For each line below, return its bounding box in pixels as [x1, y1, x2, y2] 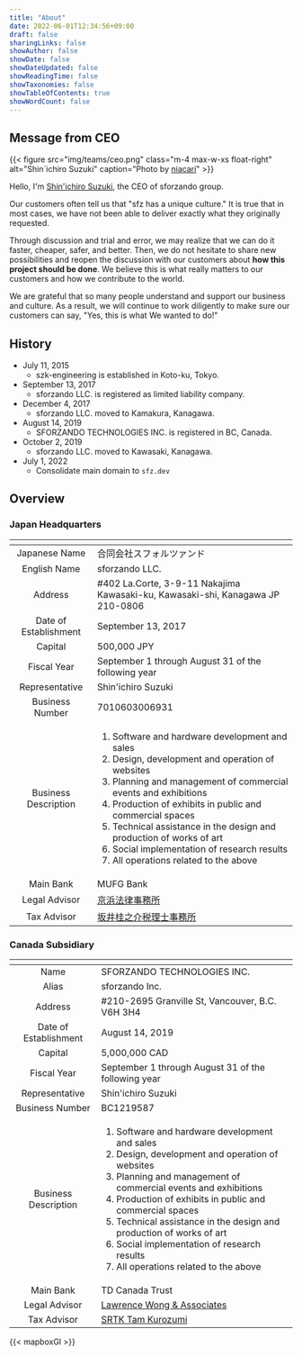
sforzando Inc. [101, 980, 162, 992]
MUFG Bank [97, 877, 148, 890]
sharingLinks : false [9, 38, 87, 48]
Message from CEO [9, 130, 120, 145]
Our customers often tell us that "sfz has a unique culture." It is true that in [9, 199, 285, 210]
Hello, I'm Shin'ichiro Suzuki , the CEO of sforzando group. [9, 181, 225, 192]
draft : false [9, 30, 58, 39]
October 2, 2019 [22, 437, 83, 447]
